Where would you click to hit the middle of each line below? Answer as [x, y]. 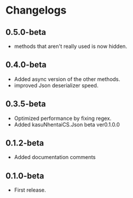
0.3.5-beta [26, 104]
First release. [30, 190]
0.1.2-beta [25, 143]
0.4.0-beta [26, 65]
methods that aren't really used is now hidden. [71, 46]
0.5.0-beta [26, 32]
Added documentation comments [55, 157]
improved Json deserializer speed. [56, 85]
